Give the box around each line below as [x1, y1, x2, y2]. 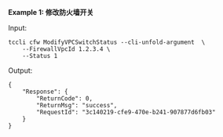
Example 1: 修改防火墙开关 [8, 8, 94, 16]
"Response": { [22, 88, 68, 96]
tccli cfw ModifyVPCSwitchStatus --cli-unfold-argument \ [8, 38, 206, 46]
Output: [8, 66, 33, 75]
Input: [8, 23, 27, 32]
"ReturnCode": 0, [36, 95, 93, 103]
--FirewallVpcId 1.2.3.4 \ [22, 45, 111, 53]
